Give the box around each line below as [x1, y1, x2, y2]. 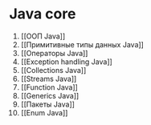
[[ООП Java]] [20, 31, 66, 41]
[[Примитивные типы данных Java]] [20, 39, 144, 49]
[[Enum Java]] [20, 107, 68, 117]
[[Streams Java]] [20, 74, 77, 83]
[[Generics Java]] [20, 91, 80, 100]
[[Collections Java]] [20, 65, 87, 75]
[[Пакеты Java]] [20, 99, 75, 109]
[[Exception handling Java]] [20, 57, 113, 67]
